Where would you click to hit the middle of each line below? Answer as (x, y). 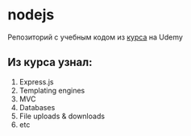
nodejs (31, 15)
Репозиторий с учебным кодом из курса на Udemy (95, 37)
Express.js (36, 81)
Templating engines (52, 90)
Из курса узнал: (50, 62)
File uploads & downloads (62, 116)
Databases (37, 107)
